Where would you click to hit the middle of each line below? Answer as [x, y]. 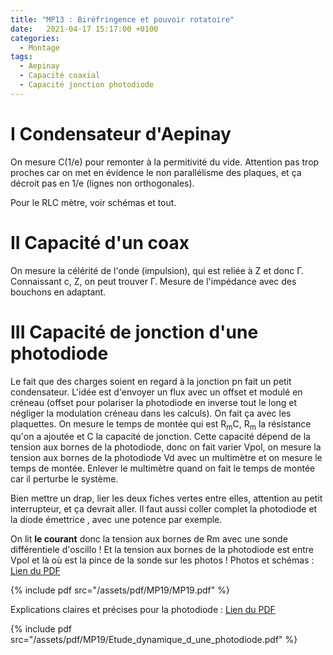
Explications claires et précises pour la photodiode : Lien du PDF [143, 610]
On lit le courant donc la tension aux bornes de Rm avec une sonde [149, 539]
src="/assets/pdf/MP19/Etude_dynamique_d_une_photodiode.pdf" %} [154, 640]
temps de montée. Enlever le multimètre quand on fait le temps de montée [163, 468]
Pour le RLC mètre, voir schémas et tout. [93, 202]
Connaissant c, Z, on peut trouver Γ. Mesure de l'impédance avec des [153, 281]
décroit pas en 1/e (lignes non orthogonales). [102, 183]
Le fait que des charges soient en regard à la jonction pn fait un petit [151, 381]
